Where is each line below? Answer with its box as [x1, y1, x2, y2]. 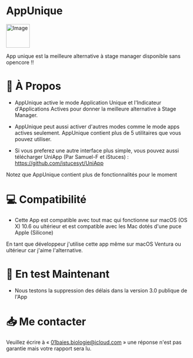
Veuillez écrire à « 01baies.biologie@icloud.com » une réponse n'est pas [6, 339, 182, 346]
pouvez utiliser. [14, 135, 52, 142]
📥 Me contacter [6, 315, 86, 328]
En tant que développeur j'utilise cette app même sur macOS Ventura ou [6, 240, 181, 248]
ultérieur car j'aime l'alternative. [6, 246, 84, 253]
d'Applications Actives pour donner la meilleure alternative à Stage [14, 105, 177, 112]
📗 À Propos [6, 80, 62, 93]
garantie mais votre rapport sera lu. [6, 344, 92, 352]
